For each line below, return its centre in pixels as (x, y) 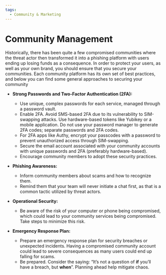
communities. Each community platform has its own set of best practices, (80, 74)
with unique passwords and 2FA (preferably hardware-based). (83, 151)
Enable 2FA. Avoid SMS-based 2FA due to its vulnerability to (81, 114)
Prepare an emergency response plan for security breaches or (83, 241)
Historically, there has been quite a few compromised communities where (81, 53)
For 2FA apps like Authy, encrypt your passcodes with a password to (90, 135)
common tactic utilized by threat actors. (60, 191)
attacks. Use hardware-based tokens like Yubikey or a (96, 119)
